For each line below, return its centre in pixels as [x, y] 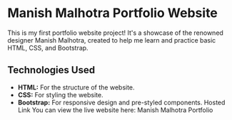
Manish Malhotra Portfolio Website [112, 13]
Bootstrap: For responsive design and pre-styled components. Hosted [121, 102]
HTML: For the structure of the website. [76, 87]
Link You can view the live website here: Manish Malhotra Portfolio [115, 110]
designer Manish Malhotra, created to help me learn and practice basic [112, 40]
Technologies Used [51, 70]
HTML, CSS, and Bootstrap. [48, 48]
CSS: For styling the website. [60, 94]
